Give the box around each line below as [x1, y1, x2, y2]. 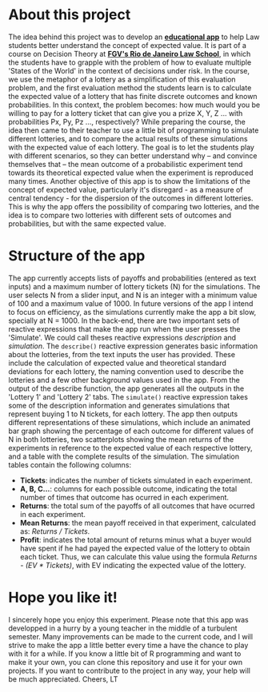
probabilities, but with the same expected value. [8, 218, 166, 229]
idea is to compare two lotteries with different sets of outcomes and [8, 210, 232, 220]
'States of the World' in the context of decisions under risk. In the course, [8, 66, 250, 75]
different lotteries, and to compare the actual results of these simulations [8, 133, 248, 143]
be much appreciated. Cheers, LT [8, 674, 118, 684]
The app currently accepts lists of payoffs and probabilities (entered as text [8, 273, 257, 283]
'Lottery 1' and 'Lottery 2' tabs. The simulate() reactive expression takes [8, 392, 248, 401]
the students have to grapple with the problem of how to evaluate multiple [8, 58, 252, 67]
